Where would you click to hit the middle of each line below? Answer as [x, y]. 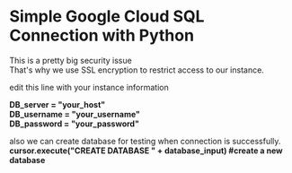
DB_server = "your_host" [58, 104]
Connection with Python [102, 35]
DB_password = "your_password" [74, 124]
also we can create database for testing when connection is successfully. [145, 141]
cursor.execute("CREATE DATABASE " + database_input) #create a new [146, 151]
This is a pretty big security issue [71, 60]
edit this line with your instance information [89, 87]
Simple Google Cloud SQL [107, 17]
